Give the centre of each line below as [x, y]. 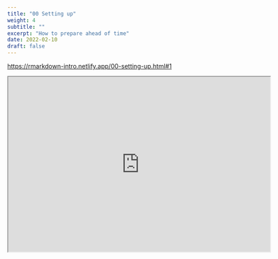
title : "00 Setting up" [42, 14]
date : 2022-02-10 [32, 40]
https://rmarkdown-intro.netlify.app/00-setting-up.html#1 [90, 66]
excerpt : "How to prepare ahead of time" [68, 33]
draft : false [26, 46]
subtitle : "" [26, 27]
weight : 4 [22, 20]
